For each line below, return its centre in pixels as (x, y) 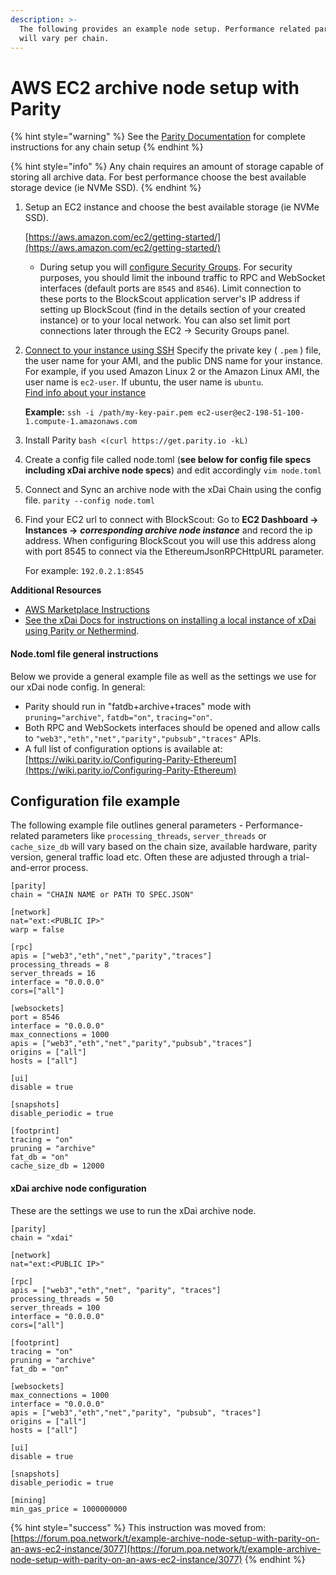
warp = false (37, 930)
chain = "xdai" (42, 1237)
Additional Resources (56, 590)
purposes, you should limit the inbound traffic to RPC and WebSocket (182, 278)
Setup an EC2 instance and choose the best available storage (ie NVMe (172, 207)
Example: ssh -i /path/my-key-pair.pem (108, 412)
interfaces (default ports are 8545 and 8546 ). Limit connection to (170, 288)
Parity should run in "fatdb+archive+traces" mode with (138, 706)
